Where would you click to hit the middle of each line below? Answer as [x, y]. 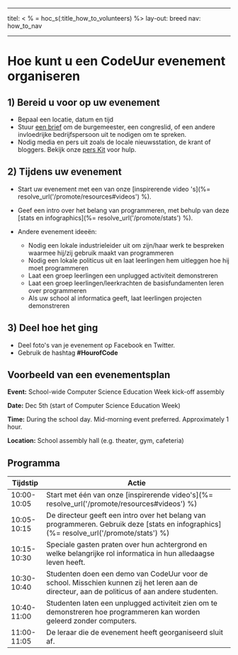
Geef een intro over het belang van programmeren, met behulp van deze [123, 210]
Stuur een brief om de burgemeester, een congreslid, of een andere [116, 127]
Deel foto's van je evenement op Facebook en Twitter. [96, 345]
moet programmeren [58, 268]
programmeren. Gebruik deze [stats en [110, 524]
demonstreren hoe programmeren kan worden [123, 612]
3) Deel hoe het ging [53, 328]
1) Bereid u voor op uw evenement [84, 103]
